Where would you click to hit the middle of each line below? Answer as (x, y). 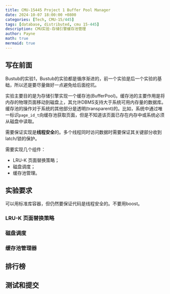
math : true (17, 39)
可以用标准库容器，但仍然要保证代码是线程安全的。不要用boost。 (74, 204)
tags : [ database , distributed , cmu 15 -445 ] (52, 24)
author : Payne (20, 34)
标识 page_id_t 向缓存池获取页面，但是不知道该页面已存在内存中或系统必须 (87, 115)
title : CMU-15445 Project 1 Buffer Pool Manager (58, 10)
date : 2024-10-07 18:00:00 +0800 (41, 15)
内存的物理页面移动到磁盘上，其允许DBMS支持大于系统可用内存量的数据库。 (86, 102)
